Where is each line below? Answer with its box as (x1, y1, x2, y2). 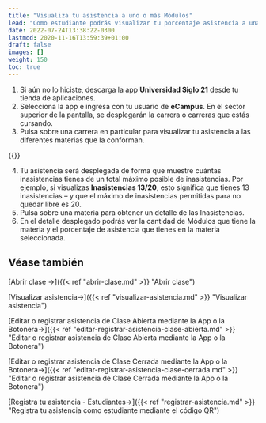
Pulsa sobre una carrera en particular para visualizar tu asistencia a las (19, 127, 251, 136)
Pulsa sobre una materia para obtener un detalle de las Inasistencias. (19, 207, 245, 217)
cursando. (19, 118, 53, 127)
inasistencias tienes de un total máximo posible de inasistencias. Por (19, 174, 244, 183)
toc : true (8, 63, 41, 71)
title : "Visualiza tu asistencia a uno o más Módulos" (8, 11, 193, 20)
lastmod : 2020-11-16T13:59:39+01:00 (8, 33, 129, 42)
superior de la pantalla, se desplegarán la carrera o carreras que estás (19, 110, 249, 119)
